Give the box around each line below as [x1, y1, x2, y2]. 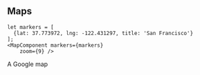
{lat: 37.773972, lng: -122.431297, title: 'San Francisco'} [13, 30, 194, 36]
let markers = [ [7, 23, 54, 30]
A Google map [7, 60, 48, 68]
